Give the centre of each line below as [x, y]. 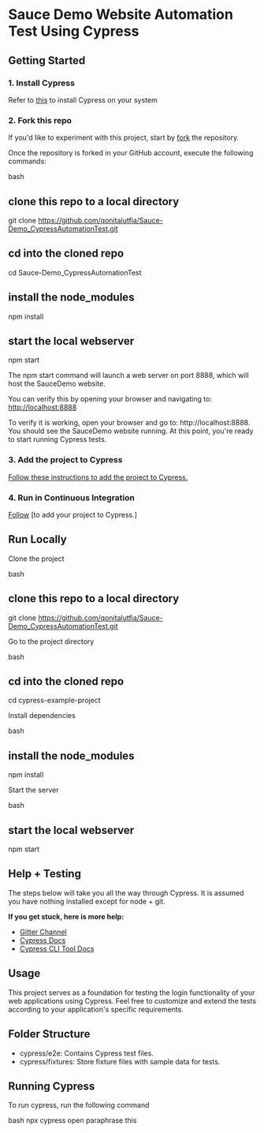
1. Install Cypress [41, 83]
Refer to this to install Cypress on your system [83, 99]
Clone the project [36, 559]
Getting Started [47, 60]
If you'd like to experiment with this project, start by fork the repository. [124, 138]
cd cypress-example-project [54, 701]
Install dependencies [42, 716]
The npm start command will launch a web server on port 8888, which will [129, 376]
